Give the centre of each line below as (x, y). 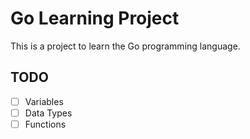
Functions (45, 124)
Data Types (48, 113)
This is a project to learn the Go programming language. (125, 46)
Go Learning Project (95, 18)
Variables (44, 101)
